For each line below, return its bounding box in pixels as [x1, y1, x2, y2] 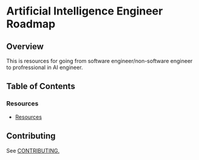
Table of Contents [6, 81, 76, 92]
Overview [6, 41, 44, 52]
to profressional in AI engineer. [6, 64, 83, 71]
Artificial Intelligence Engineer [6, 4, 163, 18]
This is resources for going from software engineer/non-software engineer [6, 58, 193, 64]
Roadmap [6, 17, 56, 31]
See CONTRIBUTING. [6, 147, 59, 154]
